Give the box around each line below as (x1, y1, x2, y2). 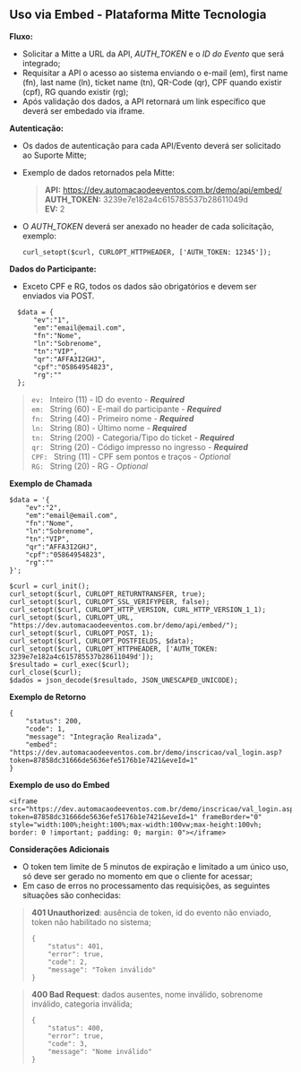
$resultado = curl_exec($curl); (9, 660, 130, 669)
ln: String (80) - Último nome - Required (30, 422, 187, 433)
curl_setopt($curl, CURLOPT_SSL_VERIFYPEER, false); (9, 597, 211, 606)
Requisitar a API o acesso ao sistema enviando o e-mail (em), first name (21, 67, 288, 78)
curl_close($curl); (9, 668, 82, 677)
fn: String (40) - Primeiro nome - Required (30, 412, 194, 424)
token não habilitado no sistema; (30, 916, 151, 927)
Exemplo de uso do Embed (9, 779, 110, 790)
